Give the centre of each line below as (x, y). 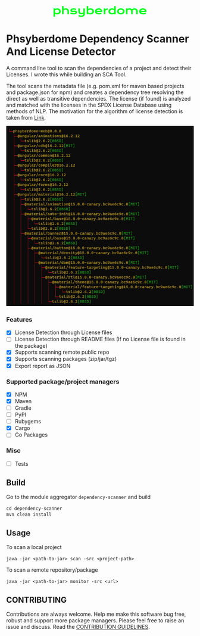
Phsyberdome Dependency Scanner (98, 39)
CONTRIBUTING (37, 600)
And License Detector (61, 52)
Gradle (23, 408)
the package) (31, 346)
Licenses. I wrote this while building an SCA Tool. (66, 74)
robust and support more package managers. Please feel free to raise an (95, 621)
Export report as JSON (43, 366)
